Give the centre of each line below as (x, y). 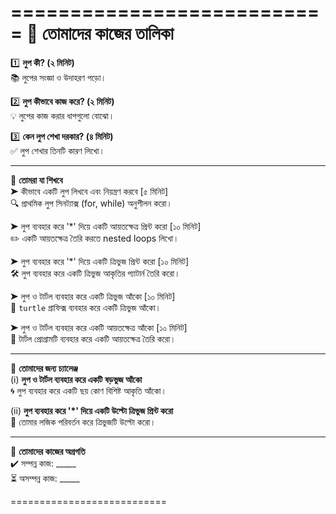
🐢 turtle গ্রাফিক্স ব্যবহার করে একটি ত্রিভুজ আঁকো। (86, 307)
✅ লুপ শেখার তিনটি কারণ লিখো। (57, 150)
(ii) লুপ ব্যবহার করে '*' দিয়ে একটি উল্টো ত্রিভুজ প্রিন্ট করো (92, 410)
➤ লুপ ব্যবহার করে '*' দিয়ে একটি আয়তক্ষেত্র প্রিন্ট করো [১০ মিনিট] (106, 226)
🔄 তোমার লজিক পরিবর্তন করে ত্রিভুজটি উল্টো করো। (83, 422)
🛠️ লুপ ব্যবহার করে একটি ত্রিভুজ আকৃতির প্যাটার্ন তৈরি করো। (95, 273)
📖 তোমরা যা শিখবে (36, 180)
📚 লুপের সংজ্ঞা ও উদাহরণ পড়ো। (58, 77)
